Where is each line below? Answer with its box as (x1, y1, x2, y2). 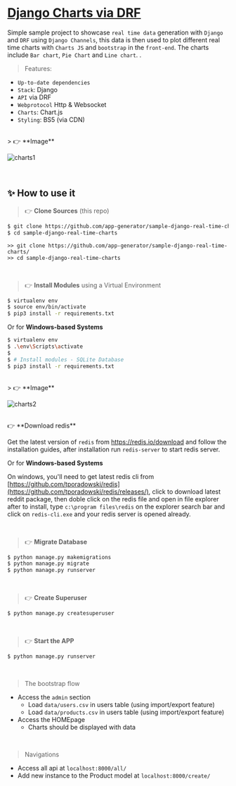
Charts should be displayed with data (27, 723, 136, 731)
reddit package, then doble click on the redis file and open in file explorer (7, 494, 219, 503)
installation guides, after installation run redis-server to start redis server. (7, 445, 221, 454)
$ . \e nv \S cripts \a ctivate (7, 343, 83, 350)
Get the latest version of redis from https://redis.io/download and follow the (7, 437, 227, 446)
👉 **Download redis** (7, 421, 76, 430)
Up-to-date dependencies (17, 79, 91, 86)
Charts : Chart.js (17, 108, 63, 116)
